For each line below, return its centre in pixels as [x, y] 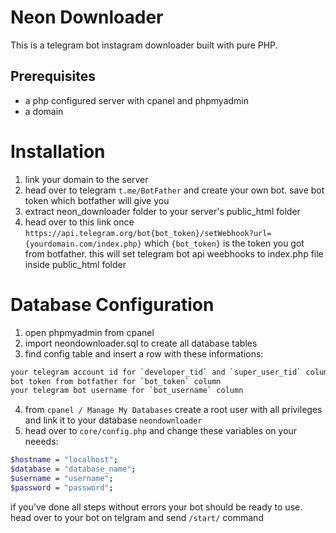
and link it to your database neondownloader [113, 420]
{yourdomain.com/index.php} [83, 244]
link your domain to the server [86, 179]
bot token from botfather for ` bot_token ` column [116, 381]
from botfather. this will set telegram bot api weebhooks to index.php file [174, 253]
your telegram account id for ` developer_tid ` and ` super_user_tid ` [156, 372]
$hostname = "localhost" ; [64, 460]
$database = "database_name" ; [73, 469]
